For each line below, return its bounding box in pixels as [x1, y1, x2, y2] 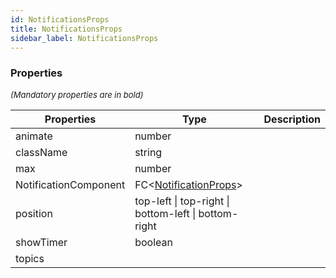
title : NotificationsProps [10, 24, 123, 34]
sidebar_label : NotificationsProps [10, 33, 159, 43]
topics [15, 251, 45, 265]
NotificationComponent [15, 177, 126, 191]
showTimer [15, 235, 68, 249]
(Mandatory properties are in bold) [10, 89, 144, 100]
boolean [134, 235, 173, 249]
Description [263, 112, 321, 126]
